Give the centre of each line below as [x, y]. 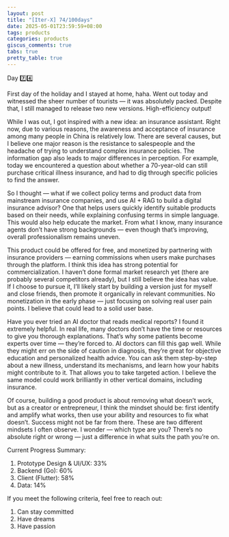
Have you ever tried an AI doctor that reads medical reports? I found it [105, 321]
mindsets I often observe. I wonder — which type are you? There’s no [105, 429]
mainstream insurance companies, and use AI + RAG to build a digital [104, 200]
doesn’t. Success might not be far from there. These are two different [105, 422]
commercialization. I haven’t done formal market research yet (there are [108, 272]
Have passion [36, 526]
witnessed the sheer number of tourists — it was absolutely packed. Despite [114, 101]
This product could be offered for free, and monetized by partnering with [110, 250]
